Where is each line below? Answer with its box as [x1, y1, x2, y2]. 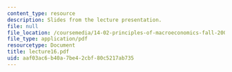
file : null [7, 23, 39, 29]
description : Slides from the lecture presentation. [7, 16, 162, 23]
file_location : [7, 29, 51, 36]
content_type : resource [7, 10, 76, 17]
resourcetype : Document [7, 42, 76, 49]
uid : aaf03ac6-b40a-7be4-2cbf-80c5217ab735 [7, 55, 135, 62]
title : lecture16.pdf [7, 49, 70, 56]
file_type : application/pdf [7, 36, 88, 43]
